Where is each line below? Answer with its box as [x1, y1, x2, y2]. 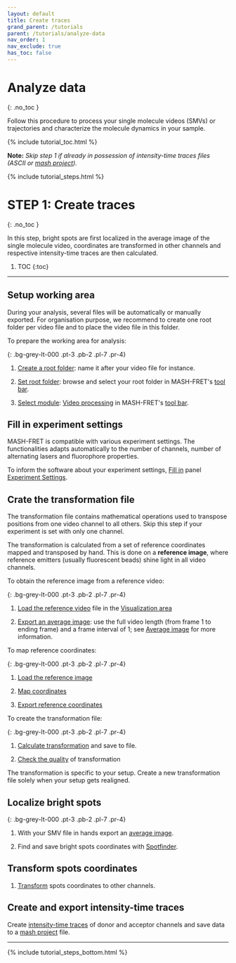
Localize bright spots [7, 797, 102, 808]
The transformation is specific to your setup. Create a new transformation [7, 768, 221, 777]
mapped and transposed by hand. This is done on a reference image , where [7, 549, 229, 557]
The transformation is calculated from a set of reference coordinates [7, 541, 206, 549]
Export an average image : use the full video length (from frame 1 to [17, 617, 211, 626]
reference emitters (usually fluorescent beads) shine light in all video [7, 556, 206, 564]
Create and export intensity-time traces [7, 902, 185, 914]
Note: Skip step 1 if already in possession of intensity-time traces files [7, 151, 211, 159]
